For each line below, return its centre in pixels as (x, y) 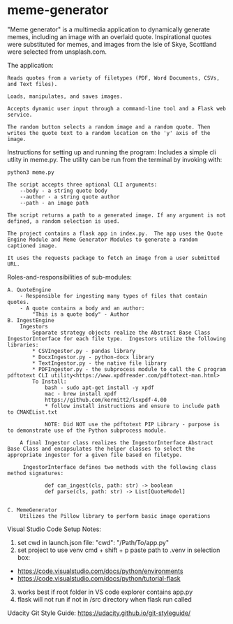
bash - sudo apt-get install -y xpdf (99, 387)
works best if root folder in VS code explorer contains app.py (105, 592)
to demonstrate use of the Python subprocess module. (87, 430)
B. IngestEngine (31, 320)
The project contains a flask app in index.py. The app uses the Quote (115, 233)
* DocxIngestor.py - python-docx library (93, 357)
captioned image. (32, 246)
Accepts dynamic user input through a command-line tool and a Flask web (117, 108)
